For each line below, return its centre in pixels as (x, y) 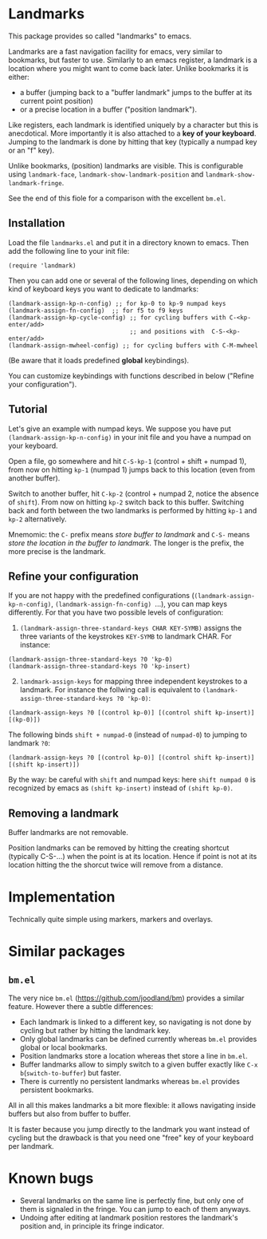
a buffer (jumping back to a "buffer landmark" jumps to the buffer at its (136, 92)
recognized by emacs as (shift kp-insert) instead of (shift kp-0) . (121, 788)
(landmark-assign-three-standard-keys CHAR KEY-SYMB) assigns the (131, 628)
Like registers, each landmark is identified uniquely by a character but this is (133, 125)
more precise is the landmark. (57, 551)
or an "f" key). (31, 150)
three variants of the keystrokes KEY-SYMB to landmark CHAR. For (126, 636)
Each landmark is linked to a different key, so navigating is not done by (135, 1022)
